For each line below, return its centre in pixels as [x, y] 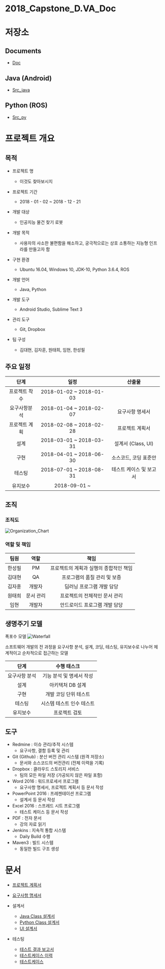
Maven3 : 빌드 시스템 [33, 843]
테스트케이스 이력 [36, 956]
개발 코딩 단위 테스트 [68, 694]
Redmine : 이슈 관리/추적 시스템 [43, 745]
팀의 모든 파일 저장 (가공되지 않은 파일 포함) [61, 775]
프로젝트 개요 [30, 138]
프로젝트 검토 [68, 713]
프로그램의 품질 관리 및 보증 [91, 577]
